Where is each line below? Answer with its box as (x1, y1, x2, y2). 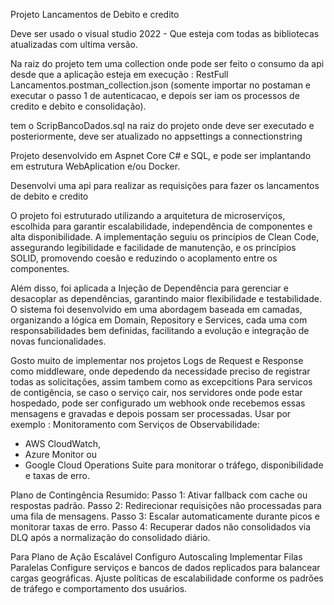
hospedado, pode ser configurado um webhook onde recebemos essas (10, 397, 306, 409)
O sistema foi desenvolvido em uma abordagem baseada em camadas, (10, 304, 303, 315)
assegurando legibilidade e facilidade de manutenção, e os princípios (10, 242, 297, 253)
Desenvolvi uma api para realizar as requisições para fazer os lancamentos (10, 180, 320, 191)
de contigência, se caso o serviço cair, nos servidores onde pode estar (10, 387, 303, 398)
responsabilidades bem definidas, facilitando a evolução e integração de (10, 325, 310, 336)
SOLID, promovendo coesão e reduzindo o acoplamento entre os (10, 252, 278, 264)
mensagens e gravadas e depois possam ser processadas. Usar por (10, 408, 292, 419)
